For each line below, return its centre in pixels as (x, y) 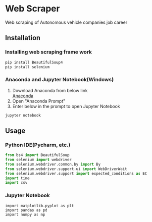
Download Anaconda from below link (50, 90)
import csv (16, 183)
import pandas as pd (26, 210)
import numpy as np (25, 214)
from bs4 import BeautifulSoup (37, 155)
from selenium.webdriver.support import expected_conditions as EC (76, 173)
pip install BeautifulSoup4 (34, 62)
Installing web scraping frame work (49, 52)
